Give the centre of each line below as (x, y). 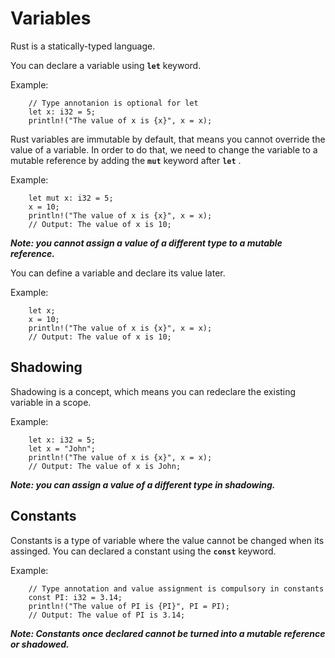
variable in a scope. (51, 402)
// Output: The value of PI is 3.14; (107, 615)
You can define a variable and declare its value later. (118, 273)
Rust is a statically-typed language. (83, 46)
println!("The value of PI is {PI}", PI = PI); (129, 606)
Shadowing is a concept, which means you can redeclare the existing (153, 391)
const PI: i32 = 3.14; (75, 597)
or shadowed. (40, 644)
